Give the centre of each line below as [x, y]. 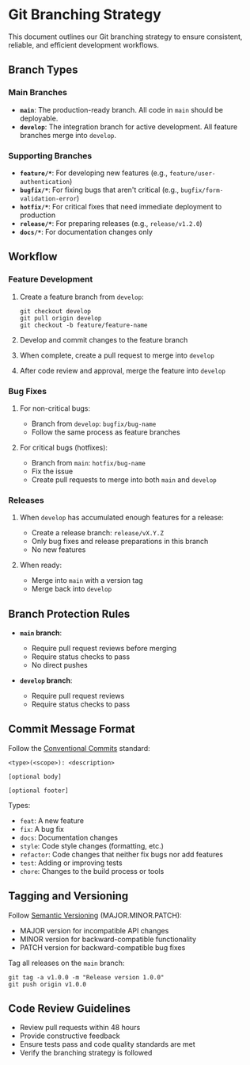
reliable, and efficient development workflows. [84, 44]
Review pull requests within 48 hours [80, 1028]
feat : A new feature [52, 820]
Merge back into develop [72, 589]
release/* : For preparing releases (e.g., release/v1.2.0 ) [111, 223]
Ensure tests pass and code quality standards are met [107, 1044]
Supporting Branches [50, 155]
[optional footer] [38, 791]
